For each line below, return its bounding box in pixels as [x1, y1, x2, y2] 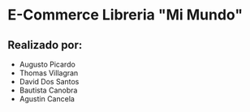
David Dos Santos [19, 77, 80, 86]
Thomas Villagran [19, 68, 79, 78]
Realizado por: [7, 38, 83, 52]
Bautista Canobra [19, 85, 78, 95]
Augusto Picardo [19, 59, 76, 69]
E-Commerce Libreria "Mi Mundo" [7, 6, 244, 24]
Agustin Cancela [19, 94, 75, 103]
